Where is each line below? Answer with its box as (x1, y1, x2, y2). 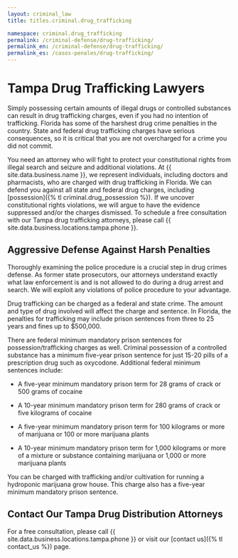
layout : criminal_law (7, 10, 72, 18)
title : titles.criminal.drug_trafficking (7, 17, 132, 24)
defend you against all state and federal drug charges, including (7, 186, 195, 194)
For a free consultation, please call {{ (7, 527, 116, 535)
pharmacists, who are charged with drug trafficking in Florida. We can (7, 178, 212, 186)
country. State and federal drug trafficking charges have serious (7, 126, 195, 135)
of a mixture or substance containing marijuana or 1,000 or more (17, 451, 207, 459)
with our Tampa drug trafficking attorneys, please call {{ (7, 215, 172, 224)
